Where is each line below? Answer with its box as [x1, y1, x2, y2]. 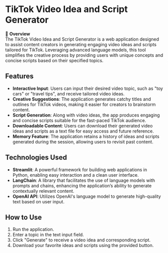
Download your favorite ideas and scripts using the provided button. [12, 242, 154, 248]
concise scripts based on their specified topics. [5, 57, 104, 63]
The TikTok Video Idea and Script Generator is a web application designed [5, 36, 159, 42]
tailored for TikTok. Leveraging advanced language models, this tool [5, 47, 146, 53]
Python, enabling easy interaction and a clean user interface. [12, 172, 139, 178]
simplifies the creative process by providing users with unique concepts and [5, 52, 163, 58]
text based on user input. [12, 198, 64, 204]
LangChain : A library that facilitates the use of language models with [12, 177, 155, 183]
